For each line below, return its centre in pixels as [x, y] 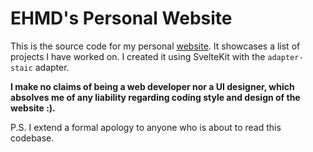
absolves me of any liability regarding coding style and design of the [155, 97]
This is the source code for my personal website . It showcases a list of [155, 46]
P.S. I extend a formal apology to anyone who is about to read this [146, 127]
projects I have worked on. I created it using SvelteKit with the [138, 56]
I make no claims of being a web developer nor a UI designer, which [152, 86]
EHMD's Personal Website [121, 18]
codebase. [32, 138]
